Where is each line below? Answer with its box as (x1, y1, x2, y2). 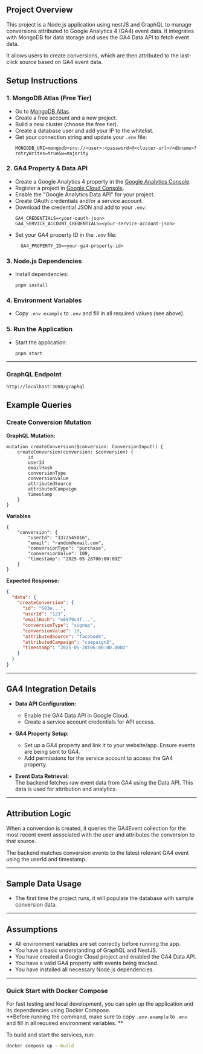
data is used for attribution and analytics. (14, 785, 117, 792)
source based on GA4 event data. (19, 58, 103, 65)
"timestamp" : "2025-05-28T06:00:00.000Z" (22, 644, 129, 651)
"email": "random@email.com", (28, 540, 104, 546)
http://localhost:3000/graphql (6, 384, 85, 390)
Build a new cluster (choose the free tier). (14, 120, 119, 127)
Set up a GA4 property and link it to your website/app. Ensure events (24, 741, 195, 748)
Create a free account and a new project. (14, 114, 118, 121)
